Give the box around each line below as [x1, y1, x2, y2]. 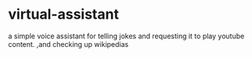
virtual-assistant [8, 5, 120, 23]
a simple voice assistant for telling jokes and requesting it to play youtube [8, 31, 245, 41]
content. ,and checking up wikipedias [8, 39, 129, 48]
